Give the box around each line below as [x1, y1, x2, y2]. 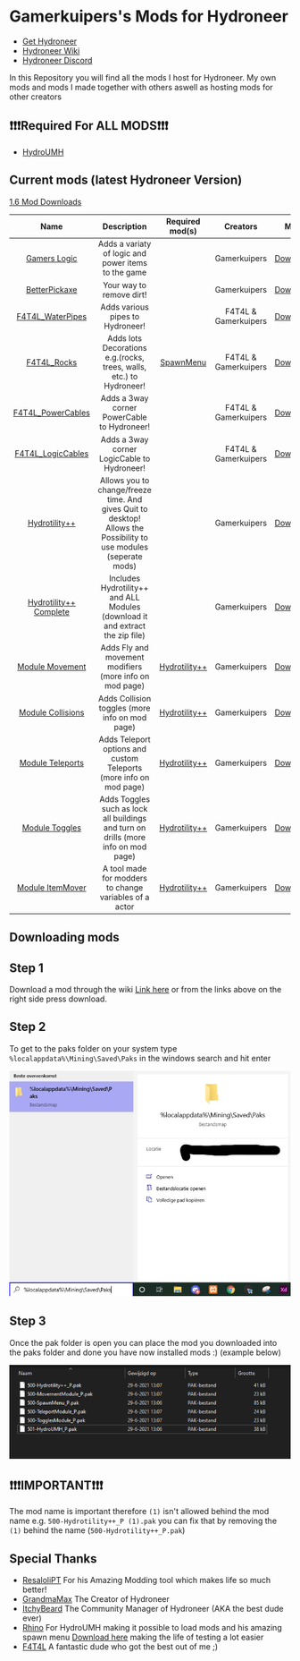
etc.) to [111, 371, 138, 382]
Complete [33, 606, 70, 617]
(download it [101, 611, 148, 622]
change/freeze [97, 484, 152, 495]
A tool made [102, 864, 147, 874]
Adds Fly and [100, 643, 149, 653]
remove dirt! [102, 289, 147, 300]
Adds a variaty [97, 239, 152, 250]
